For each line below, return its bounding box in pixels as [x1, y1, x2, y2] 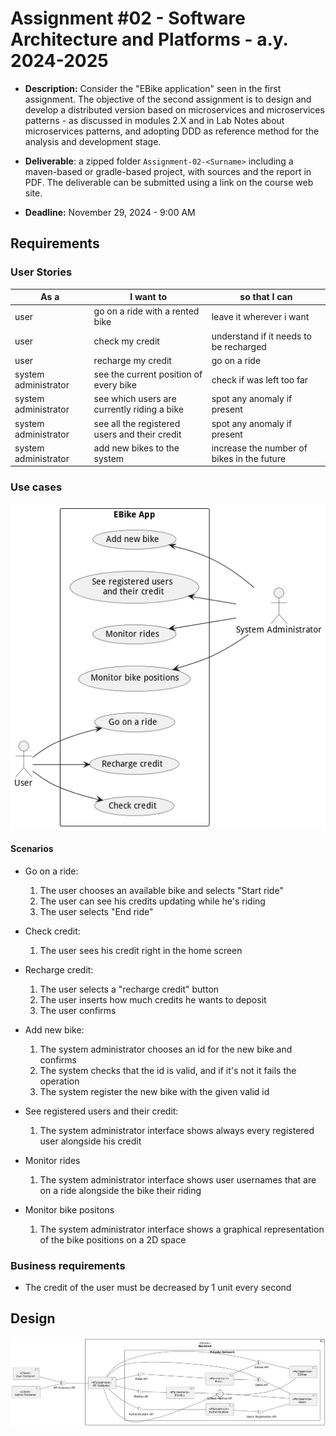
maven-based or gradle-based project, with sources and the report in [24, 165, 312, 177]
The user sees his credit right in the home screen [39, 944, 243, 956]
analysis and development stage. [24, 135, 162, 147]
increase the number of [211, 442, 308, 454]
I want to [129, 291, 168, 303]
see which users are [93, 393, 177, 405]
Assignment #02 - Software [10, 7, 247, 30]
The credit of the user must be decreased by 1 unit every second [24, 1281, 292, 1293]
